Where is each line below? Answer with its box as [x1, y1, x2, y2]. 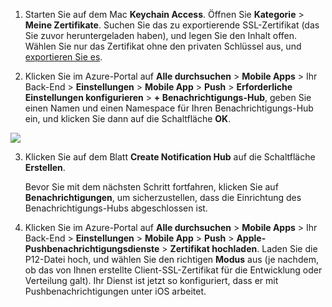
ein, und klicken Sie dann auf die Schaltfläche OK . [24, 113, 232, 124]
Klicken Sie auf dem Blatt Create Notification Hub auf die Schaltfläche [24, 151, 316, 163]
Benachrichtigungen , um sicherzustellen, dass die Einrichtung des [24, 192, 302, 203]
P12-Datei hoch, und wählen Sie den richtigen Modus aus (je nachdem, [24, 254, 319, 265]
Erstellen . [24, 162, 66, 173]
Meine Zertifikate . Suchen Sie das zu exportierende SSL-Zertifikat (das [24, 19, 320, 31]
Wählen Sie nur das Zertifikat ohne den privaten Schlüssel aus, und [24, 40, 302, 52]
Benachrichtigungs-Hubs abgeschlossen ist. [24, 202, 208, 214]
